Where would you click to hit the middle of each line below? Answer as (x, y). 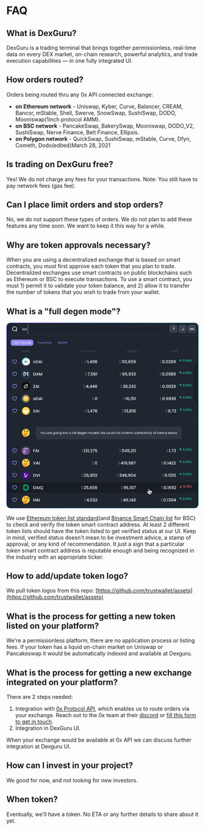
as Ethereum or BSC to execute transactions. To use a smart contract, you (99, 279)
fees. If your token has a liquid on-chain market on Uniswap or (85, 647)
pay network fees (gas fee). (41, 185)
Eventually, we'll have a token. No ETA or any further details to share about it (102, 814)
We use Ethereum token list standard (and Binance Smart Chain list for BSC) (101, 518)
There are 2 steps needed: (40, 697)
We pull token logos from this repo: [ (52, 591)
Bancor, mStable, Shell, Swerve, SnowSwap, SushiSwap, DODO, (96, 113)
